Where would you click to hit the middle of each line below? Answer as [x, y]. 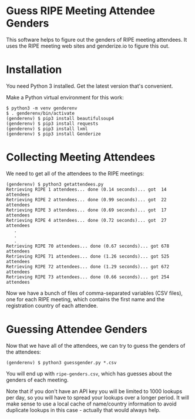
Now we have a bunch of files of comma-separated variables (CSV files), [95, 293]
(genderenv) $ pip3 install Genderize [53, 134]
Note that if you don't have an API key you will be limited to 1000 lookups [94, 391]
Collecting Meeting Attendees [81, 157]
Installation [34, 70]
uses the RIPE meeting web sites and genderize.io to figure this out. [88, 46]
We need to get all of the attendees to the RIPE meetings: [75, 173]
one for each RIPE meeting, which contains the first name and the [85, 299]
